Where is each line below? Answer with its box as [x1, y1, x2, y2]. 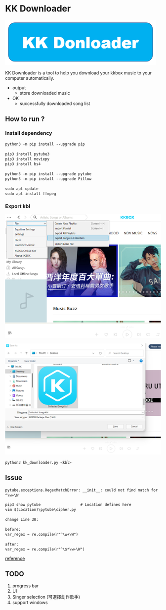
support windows [12, 600, 48, 606]
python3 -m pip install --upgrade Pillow [5, 176, 92, 181]
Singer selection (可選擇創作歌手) [12, 594, 81, 600]
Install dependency [5, 130, 52, 137]
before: [5, 527, 21, 532]
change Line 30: [5, 517, 39, 522]
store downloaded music [19, 90, 70, 96]
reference [5, 555, 25, 561]
